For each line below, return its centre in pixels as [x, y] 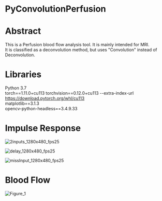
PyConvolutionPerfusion [56, 9]
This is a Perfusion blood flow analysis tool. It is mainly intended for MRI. [77, 45]
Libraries [23, 75]
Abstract [23, 31]
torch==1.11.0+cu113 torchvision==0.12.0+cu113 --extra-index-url [69, 93]
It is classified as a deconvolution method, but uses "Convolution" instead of [81, 50]
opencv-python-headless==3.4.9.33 [41, 109]
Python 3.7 [16, 88]
